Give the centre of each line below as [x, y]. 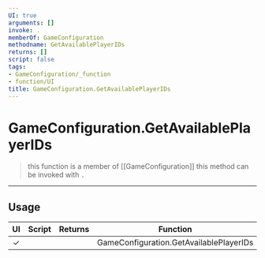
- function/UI [32, 81]
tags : [17, 67]
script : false [32, 60]
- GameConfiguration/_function [60, 74]
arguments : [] [32, 23]
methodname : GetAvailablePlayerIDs [67, 45]
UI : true [22, 15]
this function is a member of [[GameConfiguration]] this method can [138, 166]
